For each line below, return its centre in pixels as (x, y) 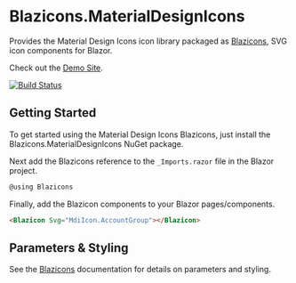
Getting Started (53, 113)
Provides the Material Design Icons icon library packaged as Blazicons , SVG (148, 41)
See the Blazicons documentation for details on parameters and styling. (140, 270)
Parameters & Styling (69, 248)
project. (24, 170)
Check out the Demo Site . (56, 68)
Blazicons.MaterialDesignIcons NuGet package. (96, 143)
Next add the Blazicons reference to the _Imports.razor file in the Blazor (142, 161)
